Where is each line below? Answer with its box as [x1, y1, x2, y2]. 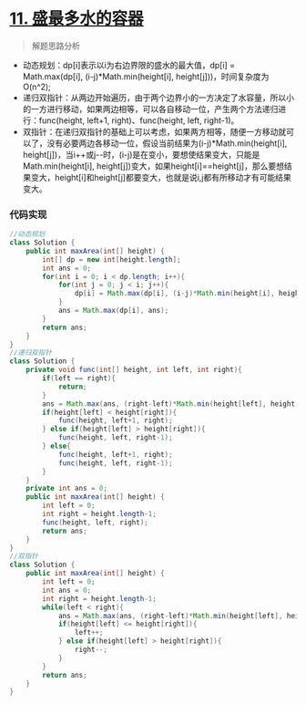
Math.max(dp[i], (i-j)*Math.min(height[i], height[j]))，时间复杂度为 [22, 70, 270, 82]
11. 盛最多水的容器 [9, 8, 144, 29]
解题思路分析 [31, 40, 80, 51]
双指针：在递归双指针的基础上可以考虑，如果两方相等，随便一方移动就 [22, 126, 287, 137]
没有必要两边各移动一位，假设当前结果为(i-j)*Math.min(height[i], [46, 138, 288, 149]
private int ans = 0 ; [25, 484, 107, 493]
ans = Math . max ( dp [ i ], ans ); [57, 306, 169, 316]
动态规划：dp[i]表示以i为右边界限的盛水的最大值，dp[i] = [22, 59, 235, 70]
